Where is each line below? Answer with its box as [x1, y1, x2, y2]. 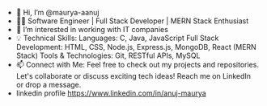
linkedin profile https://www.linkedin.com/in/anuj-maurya [15, 88, 206, 98]
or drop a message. [15, 80, 82, 89]
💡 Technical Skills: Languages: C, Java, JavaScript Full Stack [15, 33, 219, 43]
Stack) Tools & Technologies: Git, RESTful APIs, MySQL [15, 51, 201, 60]
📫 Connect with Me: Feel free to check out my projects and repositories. [15, 60, 259, 69]
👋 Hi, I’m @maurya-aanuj [15, 8, 100, 17]
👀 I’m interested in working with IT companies [15, 25, 168, 34]
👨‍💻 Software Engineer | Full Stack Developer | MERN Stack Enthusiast [15, 16, 249, 26]
